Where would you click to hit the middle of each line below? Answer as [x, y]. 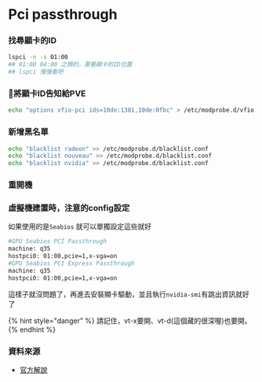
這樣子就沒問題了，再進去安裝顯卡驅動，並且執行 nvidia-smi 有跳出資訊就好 [129, 294]
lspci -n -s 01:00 [38, 57]
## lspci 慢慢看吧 [36, 72]
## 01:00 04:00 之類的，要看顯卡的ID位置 [70, 64]
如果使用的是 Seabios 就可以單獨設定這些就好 [80, 226]
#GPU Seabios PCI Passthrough [58, 241]
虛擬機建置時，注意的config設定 [69, 208]
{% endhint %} [32, 329]
